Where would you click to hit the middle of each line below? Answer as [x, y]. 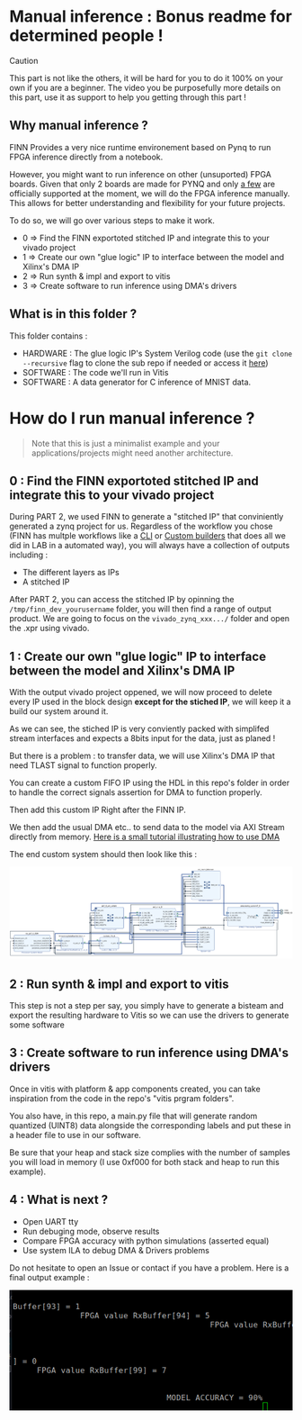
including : [29, 555]
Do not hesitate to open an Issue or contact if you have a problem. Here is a [149, 1268]
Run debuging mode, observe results [91, 1231]
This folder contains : [49, 336]
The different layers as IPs [71, 573]
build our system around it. [59, 711]
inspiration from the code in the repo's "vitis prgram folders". [122, 1098]
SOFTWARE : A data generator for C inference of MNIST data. [137, 382]
